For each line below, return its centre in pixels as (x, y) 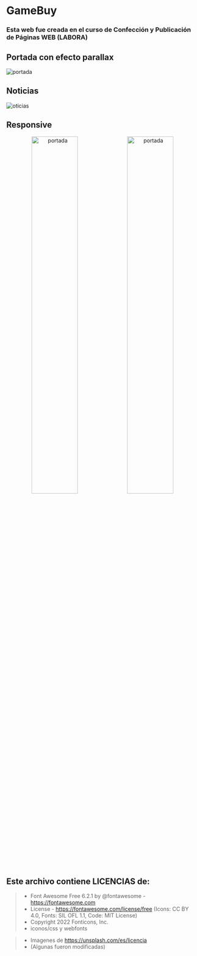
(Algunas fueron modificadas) (68, 947)
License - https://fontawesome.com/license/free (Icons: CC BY (109, 909)
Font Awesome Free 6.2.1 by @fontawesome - (88, 896)
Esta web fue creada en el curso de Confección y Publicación (99, 30)
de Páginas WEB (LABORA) (47, 37)
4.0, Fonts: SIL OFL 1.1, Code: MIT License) (84, 916)
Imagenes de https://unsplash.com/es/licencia (89, 940)
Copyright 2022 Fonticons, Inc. (69, 922)
